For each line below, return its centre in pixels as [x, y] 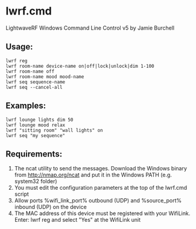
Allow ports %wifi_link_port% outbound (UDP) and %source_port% [98, 201]
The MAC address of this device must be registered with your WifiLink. [102, 213]
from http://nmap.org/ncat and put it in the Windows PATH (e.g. [93, 175]
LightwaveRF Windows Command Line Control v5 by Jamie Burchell [90, 28]
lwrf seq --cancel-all [34, 87]
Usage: [20, 47]
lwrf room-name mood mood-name [45, 77]
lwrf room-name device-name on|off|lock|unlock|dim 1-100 [80, 66]
